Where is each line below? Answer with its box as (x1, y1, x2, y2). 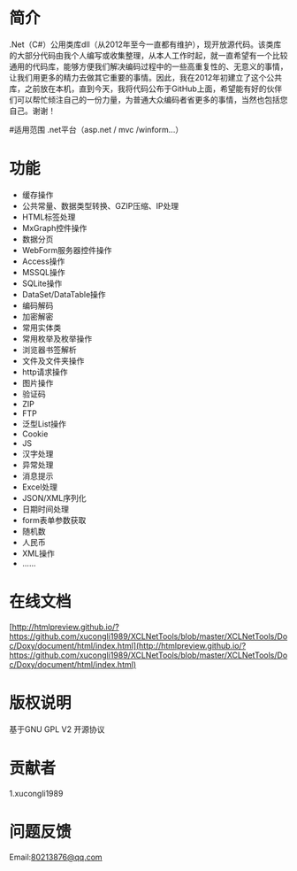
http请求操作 (21, 366, 68, 377)
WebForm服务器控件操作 (21, 244, 112, 255)
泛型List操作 (21, 418, 67, 429)
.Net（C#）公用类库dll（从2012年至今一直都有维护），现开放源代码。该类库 (9, 39, 282, 50)
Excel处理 (21, 482, 58, 492)
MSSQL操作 (21, 266, 66, 277)
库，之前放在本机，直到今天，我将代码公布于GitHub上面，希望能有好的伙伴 (9, 83, 283, 94)
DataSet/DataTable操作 (21, 289, 106, 299)
